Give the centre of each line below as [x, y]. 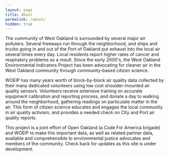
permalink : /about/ [26, 19]
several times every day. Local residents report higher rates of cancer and [82, 55]
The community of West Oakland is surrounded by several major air [75, 38]
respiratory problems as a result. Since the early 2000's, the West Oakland [83, 60]
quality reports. [21, 118]
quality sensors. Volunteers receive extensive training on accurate [74, 91]
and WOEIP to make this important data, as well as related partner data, [79, 133]
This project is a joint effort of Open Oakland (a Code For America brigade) [83, 128]
